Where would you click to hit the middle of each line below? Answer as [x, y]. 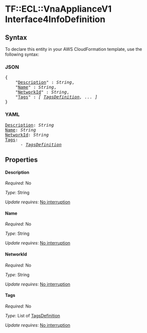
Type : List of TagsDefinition [33, 315]
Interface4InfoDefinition [55, 19]
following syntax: [22, 54]
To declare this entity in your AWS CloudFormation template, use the [73, 49]
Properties [21, 160]
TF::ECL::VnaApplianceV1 [58, 9]
